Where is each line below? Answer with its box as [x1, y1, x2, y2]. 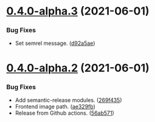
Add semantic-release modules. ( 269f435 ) [15, 96, 122, 104]
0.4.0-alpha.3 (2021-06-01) [6, 4, 150, 18]
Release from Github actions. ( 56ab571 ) [15, 109, 114, 117]
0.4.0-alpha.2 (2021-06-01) [6, 61, 150, 75]
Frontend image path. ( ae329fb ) [15, 103, 96, 110]
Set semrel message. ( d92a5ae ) [15, 39, 95, 47]
